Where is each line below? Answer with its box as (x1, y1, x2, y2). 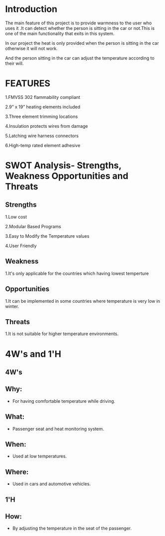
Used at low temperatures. (12, 453, 67, 459)
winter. (5, 303, 19, 309)
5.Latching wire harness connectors (5, 133, 79, 139)
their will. (5, 60, 24, 66)
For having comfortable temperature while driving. (12, 398, 115, 404)
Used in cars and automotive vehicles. (12, 481, 91, 487)
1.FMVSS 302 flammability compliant (5, 94, 81, 100)
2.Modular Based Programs (5, 223, 61, 229)
